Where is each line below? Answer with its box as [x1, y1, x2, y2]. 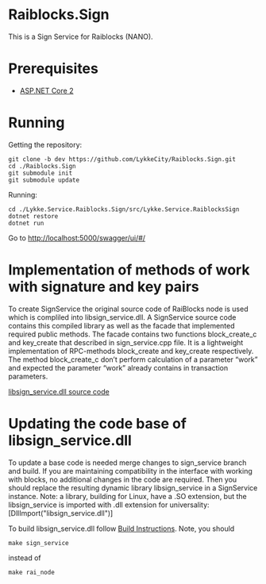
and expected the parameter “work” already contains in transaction [8, 363, 229, 372]
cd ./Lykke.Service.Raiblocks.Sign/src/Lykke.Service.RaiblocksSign [8, 205, 240, 213]
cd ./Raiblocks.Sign [8, 162, 77, 170]
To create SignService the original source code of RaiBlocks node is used [8, 304, 249, 313]
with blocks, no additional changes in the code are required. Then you [8, 474, 237, 484]
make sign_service [8, 539, 69, 547]
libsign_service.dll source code [8, 386, 110, 396]
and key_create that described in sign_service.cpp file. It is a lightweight [8, 337, 244, 347]
